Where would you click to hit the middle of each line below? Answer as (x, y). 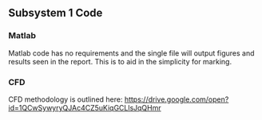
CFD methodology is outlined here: (65, 99)
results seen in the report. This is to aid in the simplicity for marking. (120, 61)
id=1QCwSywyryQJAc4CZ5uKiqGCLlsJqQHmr (85, 107)
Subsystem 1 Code (56, 13)
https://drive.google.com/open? (177, 99)
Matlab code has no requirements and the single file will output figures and (131, 53)
